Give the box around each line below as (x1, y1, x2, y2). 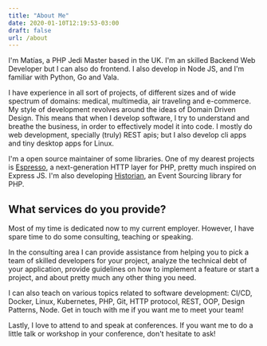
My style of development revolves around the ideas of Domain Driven (8, 105, 237, 115)
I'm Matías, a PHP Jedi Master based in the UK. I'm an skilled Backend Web (8, 56, 256, 65)
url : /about (8, 33, 48, 42)
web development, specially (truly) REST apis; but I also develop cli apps (8, 130, 247, 140)
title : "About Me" (8, 11, 69, 20)
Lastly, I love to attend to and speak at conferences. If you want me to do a (8, 321, 253, 330)
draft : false (8, 26, 52, 34)
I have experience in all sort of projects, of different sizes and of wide (8, 88, 237, 98)
